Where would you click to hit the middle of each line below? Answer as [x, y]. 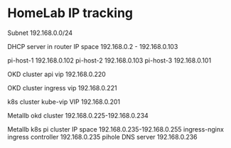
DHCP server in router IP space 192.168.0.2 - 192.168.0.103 [93, 46]
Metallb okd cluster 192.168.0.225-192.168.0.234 [78, 115]
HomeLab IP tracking [70, 13]
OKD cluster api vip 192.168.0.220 [57, 74]
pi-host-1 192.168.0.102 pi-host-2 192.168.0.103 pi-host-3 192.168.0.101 [109, 60]
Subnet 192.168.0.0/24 [40, 33]
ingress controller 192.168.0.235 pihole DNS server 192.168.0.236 [102, 137]
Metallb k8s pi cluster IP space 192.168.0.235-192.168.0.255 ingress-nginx [116, 129]
